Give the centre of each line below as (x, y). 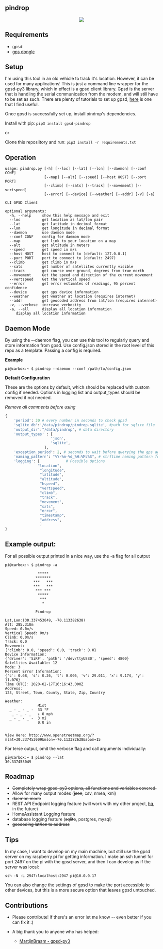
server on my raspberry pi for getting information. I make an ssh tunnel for (79, 857)
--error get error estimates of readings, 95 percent (73, 284)
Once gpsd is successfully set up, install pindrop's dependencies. (71, 114)
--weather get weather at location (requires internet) (73, 296)
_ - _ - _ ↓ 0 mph (32, 714)
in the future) (25, 809)
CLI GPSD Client (21, 203)
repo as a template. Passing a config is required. (53, 350)
